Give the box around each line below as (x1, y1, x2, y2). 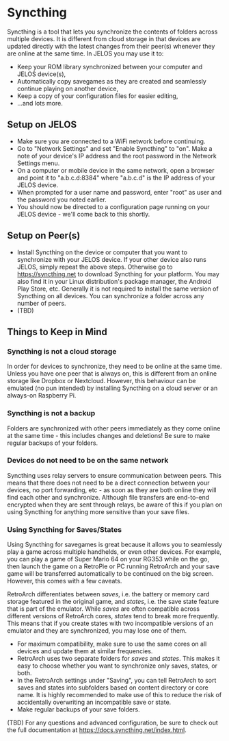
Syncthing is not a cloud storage (7, 346, 117, 356)
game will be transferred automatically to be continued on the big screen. (7, 570, 214, 578)
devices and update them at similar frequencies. (16, 647, 153, 655)
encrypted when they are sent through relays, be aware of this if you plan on (7, 500, 223, 509)
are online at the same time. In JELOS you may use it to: (7, 49, 164, 58)
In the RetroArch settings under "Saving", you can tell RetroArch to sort (16, 677, 217, 685)
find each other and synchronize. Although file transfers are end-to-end (7, 493, 210, 501)
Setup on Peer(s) (7, 230, 81, 241)
